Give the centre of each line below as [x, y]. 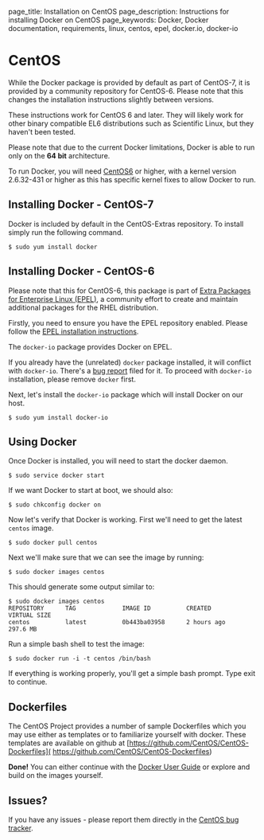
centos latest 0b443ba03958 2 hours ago [117, 623]
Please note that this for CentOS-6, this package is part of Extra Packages [130, 291]
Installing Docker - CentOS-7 [81, 205]
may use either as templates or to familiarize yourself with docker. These [127, 735]
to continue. [28, 682]
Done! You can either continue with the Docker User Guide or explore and [129, 767]
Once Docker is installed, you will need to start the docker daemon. [118, 461]
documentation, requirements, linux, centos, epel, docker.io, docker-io [123, 28]
